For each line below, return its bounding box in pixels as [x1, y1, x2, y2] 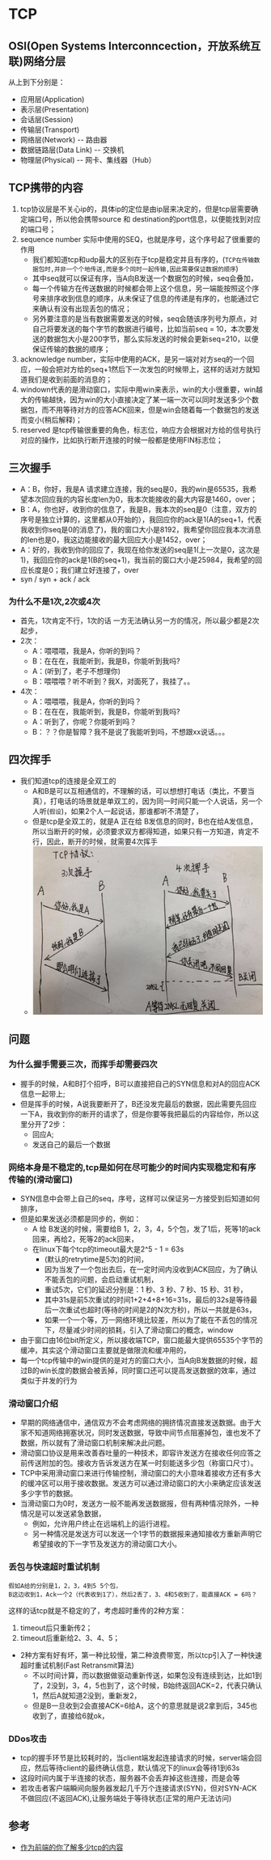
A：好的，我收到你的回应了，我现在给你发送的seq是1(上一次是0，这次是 [19, 544, 260, 554]
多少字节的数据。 [19, 1489, 78, 1498]
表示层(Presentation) [19, 104, 90, 114]
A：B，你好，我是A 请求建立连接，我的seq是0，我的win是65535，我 [19, 484, 250, 494]
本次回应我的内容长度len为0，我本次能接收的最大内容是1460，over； [27, 494, 257, 504]
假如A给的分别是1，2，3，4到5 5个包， [8, 1582, 122, 1590]
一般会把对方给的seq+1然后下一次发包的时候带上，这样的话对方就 [34, 364, 253, 374]
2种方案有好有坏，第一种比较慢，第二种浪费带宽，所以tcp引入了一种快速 [19, 1650, 263, 1659]
